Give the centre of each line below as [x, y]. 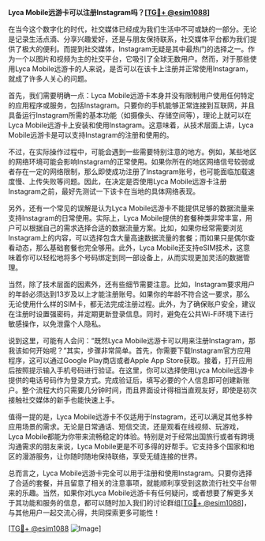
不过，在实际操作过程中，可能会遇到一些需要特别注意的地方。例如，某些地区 [132, 152]
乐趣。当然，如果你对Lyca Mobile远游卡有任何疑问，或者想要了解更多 [135, 493]
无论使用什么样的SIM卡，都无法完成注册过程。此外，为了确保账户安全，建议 [132, 304]
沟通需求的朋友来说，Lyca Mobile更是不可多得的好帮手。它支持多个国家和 [128, 446]
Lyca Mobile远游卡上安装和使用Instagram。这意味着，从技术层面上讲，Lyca [131, 125]
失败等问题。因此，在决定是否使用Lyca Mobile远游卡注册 [134, 182]
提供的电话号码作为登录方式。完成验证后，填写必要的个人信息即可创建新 [125, 380]
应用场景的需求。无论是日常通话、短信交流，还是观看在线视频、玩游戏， [125, 427]
